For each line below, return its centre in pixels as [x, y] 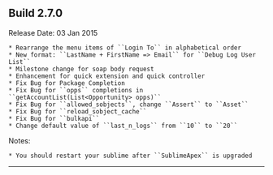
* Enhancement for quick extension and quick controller [107, 76]
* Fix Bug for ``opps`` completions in [76, 90]
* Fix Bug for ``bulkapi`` [54, 118]
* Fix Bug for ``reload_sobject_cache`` [78, 111]
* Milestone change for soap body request [81, 69]
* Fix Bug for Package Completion [67, 83]
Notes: [19, 140]
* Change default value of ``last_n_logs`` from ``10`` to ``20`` [123, 126]
